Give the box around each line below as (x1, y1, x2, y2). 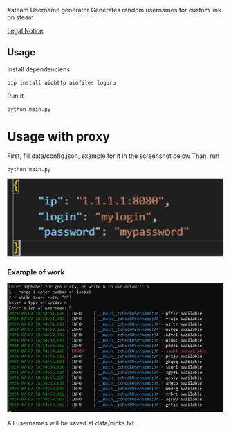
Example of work (7, 267, 65, 276)
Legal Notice (7, 27, 44, 35)
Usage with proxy (7, 129, 111, 144)
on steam (7, 13, 34, 21)
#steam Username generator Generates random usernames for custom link (7, 6, 222, 14)
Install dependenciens (7, 65, 71, 73)
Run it (7, 91, 24, 100)
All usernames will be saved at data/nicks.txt (7, 419, 135, 427)
